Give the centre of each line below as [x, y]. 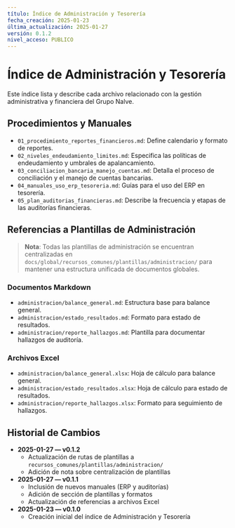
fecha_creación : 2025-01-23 [48, 20]
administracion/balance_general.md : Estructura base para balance [114, 302]
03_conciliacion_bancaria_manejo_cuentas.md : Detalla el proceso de [116, 170]
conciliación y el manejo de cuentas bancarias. [85, 178]
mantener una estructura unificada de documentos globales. [112, 269]
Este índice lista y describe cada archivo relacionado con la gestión [105, 94]
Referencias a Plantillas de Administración [102, 230]
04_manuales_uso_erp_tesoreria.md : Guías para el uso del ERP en [111, 185]
